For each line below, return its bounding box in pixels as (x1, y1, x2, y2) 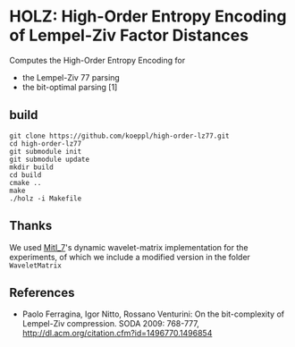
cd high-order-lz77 (9, 139, 82, 148)
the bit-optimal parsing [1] (21, 81, 118, 92)
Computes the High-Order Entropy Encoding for (9, 55, 186, 65)
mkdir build (9, 163, 54, 172)
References (9, 284, 75, 300)
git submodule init (9, 147, 82, 156)
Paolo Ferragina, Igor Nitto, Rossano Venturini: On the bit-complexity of (21, 309, 284, 319)
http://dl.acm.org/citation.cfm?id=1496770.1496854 (21, 328, 213, 339)
